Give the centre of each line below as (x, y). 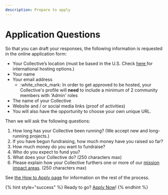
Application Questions (53, 34)
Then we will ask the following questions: (48, 121)
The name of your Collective (42, 100)
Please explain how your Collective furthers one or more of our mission (86, 162)
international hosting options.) (43, 68)
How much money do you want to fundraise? (59, 146)
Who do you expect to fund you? (46, 152)
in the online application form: (36, 53)
